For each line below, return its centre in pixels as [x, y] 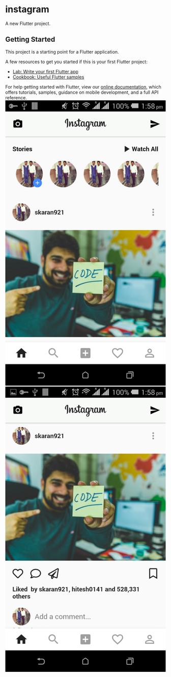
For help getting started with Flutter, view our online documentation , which [83, 87]
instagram [27, 9]
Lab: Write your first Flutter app [46, 71]
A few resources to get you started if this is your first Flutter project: [76, 62]
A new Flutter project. [28, 23]
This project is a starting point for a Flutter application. [62, 51]
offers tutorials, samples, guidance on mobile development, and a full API [82, 92]
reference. [16, 97]
